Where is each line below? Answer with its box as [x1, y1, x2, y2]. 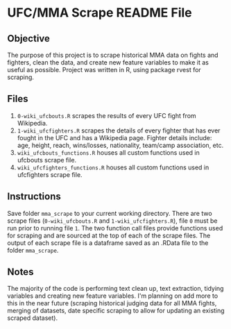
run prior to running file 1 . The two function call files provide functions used [7, 223, 223, 232]
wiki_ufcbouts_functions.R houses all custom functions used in [17, 148, 200, 157]
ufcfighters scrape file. [17, 170, 83, 178]
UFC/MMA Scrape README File [7, 5, 192, 21]
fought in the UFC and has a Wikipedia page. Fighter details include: [17, 133, 212, 142]
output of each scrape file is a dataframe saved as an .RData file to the [7, 238, 209, 247]
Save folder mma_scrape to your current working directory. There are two [7, 209, 213, 217]
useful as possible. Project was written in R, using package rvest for [7, 66, 201, 74]
